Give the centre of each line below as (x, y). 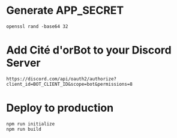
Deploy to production (60, 108)
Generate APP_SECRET (65, 10)
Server (23, 63)
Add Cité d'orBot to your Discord (89, 50)
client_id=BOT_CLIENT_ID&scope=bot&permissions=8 (70, 84)
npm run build (24, 129)
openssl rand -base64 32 (37, 26)
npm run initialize (31, 124)
